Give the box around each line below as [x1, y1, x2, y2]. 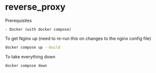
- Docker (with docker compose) [5, 27, 71, 32]
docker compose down [5, 63, 48, 68]
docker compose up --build [5, 45, 61, 50]
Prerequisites [5, 18, 32, 23]
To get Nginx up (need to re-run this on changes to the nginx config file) [5, 36, 152, 41]
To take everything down [5, 54, 56, 59]
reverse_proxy [5, 1, 65, 13]
